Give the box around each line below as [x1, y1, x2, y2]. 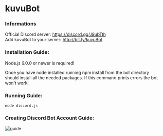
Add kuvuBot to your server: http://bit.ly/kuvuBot [5, 37, 103, 43]
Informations [5, 21, 36, 27]
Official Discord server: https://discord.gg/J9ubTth [5, 31, 106, 37]
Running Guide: [5, 92, 43, 99]
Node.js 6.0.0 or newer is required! [5, 60, 74, 66]
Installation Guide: [5, 49, 50, 56]
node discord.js [5, 103, 38, 108]
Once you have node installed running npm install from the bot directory [5, 69, 149, 75]
